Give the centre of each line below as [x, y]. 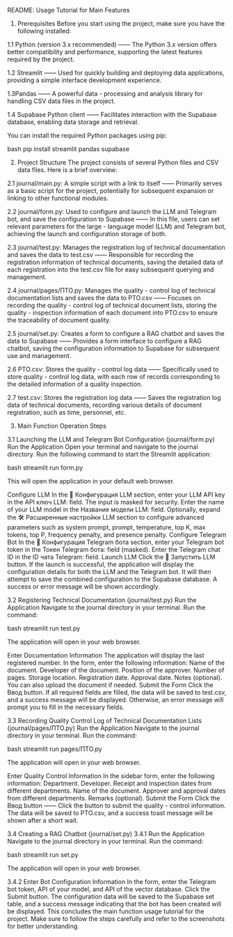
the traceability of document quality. [59, 320]
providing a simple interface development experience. [85, 80]
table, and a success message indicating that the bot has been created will [114, 904]
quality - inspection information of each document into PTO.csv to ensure [112, 312]
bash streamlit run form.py [45, 467]
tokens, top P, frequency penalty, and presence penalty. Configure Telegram [117, 535]
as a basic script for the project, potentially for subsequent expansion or [111, 191]
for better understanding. [43, 926]
